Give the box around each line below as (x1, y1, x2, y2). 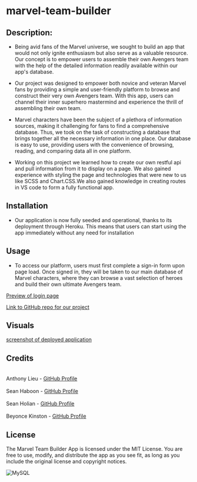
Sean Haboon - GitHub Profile (6, 388, 78, 395)
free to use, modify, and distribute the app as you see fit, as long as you (6, 452, 181, 459)
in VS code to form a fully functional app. (14, 184, 115, 191)
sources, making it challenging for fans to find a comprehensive (14, 123, 169, 129)
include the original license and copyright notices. (6, 458, 127, 465)
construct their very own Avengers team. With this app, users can (14, 93, 174, 99)
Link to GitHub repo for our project (6, 303, 90, 311)
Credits (6, 353, 34, 363)
